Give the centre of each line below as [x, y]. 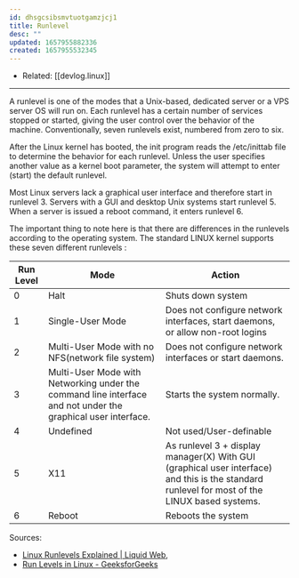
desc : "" [25, 34]
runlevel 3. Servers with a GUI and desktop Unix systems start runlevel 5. [143, 202]
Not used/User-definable [218, 431]
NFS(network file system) [101, 358]
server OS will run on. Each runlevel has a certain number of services [136, 111]
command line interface [97, 395]
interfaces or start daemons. [225, 358]
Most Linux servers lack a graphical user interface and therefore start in [141, 193]
